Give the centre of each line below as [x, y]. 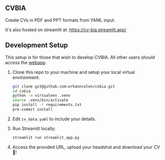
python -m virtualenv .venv [41, 96]
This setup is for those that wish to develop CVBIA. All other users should [80, 57]
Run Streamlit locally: [34, 128]
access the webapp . [26, 62]
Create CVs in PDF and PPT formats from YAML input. [60, 20]
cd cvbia [21, 91]
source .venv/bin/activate [40, 100]
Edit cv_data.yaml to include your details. [54, 119]
